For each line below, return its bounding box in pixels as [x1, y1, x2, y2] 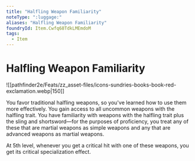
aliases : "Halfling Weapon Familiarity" [6, 20, 108, 25]
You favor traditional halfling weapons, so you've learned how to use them [6, 99, 187, 106]
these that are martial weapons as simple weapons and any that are [6, 124, 171, 131]
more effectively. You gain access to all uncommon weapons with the [6, 105, 175, 112]
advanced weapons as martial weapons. [6, 130, 105, 137]
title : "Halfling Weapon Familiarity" [6, 8, 102, 15]
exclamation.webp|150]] [6, 87, 65, 95]
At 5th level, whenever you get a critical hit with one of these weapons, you [6, 141, 189, 149]
